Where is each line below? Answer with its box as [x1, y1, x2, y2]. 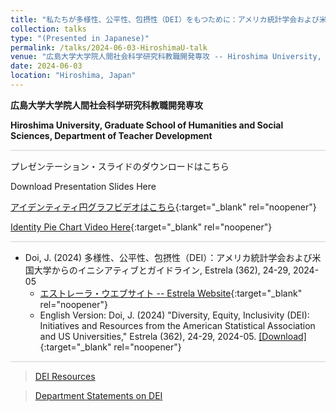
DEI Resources [34, 370, 96, 382]
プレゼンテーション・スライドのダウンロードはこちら [10, 160, 230, 172]
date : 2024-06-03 [10, 61, 83, 71]
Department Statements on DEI [34, 389, 163, 401]
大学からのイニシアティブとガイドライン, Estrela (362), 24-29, [33, 264, 291, 276]
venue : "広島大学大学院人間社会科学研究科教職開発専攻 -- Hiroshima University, [10, 52, 322, 62]
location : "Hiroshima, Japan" [10, 71, 137, 81]
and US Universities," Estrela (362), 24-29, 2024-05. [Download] [39, 330, 307, 342]
